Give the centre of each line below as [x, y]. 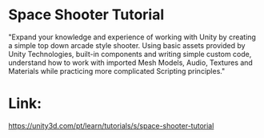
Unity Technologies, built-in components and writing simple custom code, [130, 54]
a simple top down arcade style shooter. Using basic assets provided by [127, 45]
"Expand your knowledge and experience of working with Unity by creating [132, 37]
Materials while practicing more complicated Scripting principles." [117, 71]
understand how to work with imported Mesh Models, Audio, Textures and [131, 63]
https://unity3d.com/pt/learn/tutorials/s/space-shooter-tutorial [111, 125]
